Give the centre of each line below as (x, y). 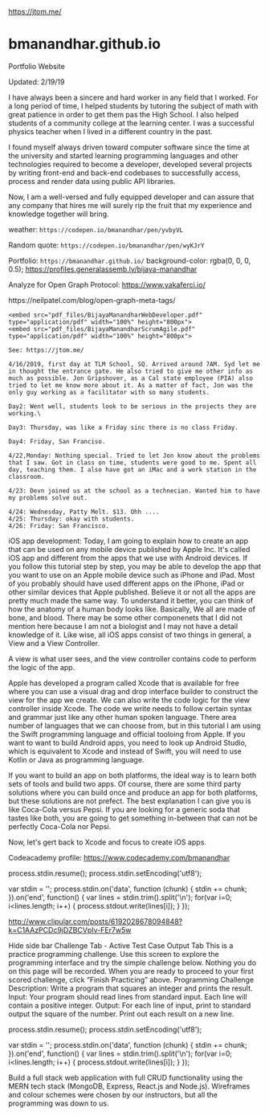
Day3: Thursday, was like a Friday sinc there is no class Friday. (124, 427)
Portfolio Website (37, 66)
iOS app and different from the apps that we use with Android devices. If (128, 558)
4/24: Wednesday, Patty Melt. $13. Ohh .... (84, 512)
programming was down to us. (59, 1103)
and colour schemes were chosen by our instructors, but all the (113, 1094)
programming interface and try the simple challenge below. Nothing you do (132, 963)
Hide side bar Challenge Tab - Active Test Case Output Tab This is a (121, 945)
